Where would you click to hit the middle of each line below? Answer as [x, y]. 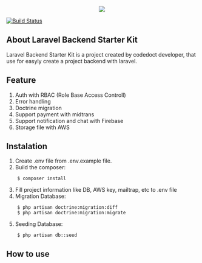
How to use [28, 254]
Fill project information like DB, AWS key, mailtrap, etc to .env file [96, 190]
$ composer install [42, 179]
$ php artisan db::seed [47, 235]
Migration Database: [40, 196]
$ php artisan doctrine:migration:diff [68, 208]
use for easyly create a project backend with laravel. [72, 61]
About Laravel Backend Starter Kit [72, 40]
